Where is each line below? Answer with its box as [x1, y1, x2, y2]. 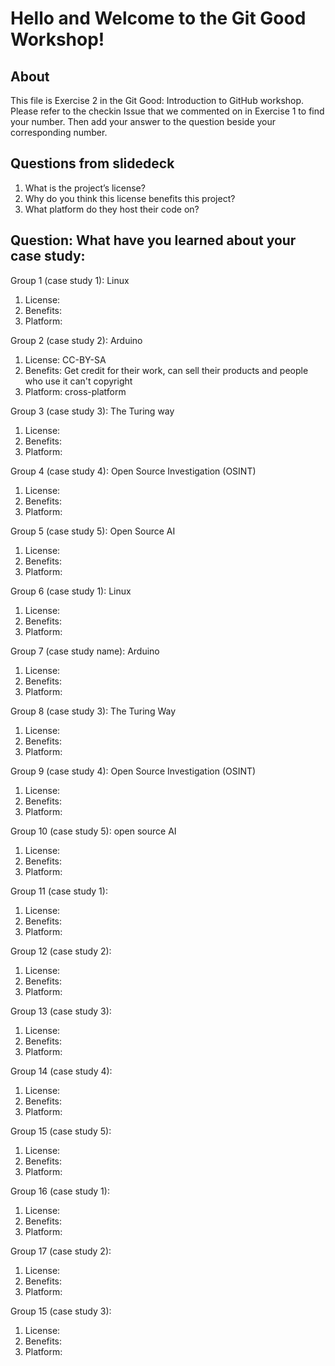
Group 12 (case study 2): [10, 945, 112, 957]
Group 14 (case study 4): [10, 1065, 113, 1077]
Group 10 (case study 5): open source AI [10, 825, 177, 837]
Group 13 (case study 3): [10, 1005, 112, 1017]
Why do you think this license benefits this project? [24, 192, 236, 204]
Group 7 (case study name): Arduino [10, 645, 160, 657]
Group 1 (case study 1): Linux [10, 274, 130, 286]
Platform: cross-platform [24, 385, 127, 397]
